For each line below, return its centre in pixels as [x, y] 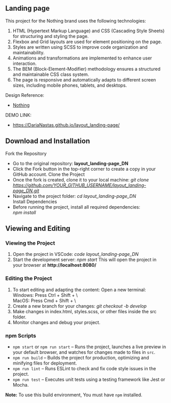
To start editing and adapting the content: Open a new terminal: [79, 290]
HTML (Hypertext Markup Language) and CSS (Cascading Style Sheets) [89, 31]
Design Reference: [25, 95]
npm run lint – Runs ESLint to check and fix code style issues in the [84, 368]
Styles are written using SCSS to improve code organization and [80, 47]
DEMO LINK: [18, 115]
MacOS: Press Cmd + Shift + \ [44, 300]
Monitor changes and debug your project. [56, 322]
